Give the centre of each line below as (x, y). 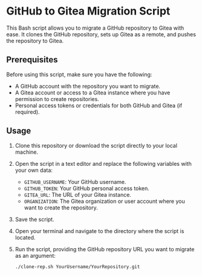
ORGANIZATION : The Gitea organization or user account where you (105, 201)
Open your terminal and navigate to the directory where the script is (99, 231)
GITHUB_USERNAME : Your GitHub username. (75, 182)
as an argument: (35, 255)
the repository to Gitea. (35, 41)
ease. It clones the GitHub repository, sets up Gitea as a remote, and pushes (101, 34)
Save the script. (34, 219)
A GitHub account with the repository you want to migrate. (88, 86)
